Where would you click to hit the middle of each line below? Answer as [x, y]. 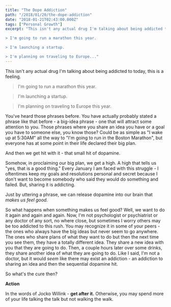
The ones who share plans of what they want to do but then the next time [82, 237]
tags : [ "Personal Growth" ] [34, 24]
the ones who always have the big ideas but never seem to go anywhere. [82, 231]
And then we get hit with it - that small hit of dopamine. [63, 153]
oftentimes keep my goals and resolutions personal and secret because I [81, 173]
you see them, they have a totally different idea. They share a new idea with [84, 242]
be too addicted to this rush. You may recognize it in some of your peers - [83, 226]
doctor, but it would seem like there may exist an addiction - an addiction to [84, 259]
